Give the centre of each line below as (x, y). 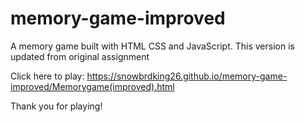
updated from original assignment (80, 56)
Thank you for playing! (56, 106)
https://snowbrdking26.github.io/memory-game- (187, 76)
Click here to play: (47, 76)
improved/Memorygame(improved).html (92, 86)
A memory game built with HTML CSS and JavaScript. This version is (152, 46)
